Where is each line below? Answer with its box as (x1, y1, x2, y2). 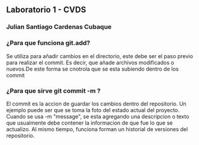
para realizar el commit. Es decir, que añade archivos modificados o (6, 59, 174, 66)
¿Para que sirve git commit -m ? (6, 86, 101, 95)
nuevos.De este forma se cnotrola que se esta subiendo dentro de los (6, 65, 179, 72)
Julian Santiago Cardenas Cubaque (6, 23, 112, 31)
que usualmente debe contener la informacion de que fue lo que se (6, 119, 173, 126)
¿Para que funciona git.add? (6, 39, 91, 47)
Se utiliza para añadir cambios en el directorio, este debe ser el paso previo (6, 52, 194, 59)
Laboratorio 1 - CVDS (6, 5, 87, 15)
